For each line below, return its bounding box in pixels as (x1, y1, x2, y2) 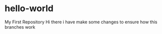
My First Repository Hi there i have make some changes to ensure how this (4, 19, 158, 25)
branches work (4, 24, 36, 30)
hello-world (4, 3, 54, 14)
